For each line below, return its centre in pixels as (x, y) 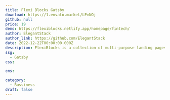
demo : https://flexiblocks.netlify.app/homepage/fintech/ (68, 29)
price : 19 (16, 24)
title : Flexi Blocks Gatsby (35, 10)
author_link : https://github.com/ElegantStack (55, 39)
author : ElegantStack (28, 34)
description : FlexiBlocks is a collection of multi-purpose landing (79, 48)
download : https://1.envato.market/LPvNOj (51, 15)
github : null (19, 19)
